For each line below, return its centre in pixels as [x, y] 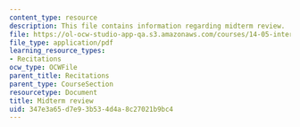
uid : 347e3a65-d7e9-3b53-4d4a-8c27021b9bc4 [92, 109]
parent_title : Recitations [59, 76]
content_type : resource [54, 17]
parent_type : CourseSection [62, 84]
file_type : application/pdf [62, 42]
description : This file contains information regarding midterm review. [147, 26]
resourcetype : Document [54, 92]
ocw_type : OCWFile [43, 68]
